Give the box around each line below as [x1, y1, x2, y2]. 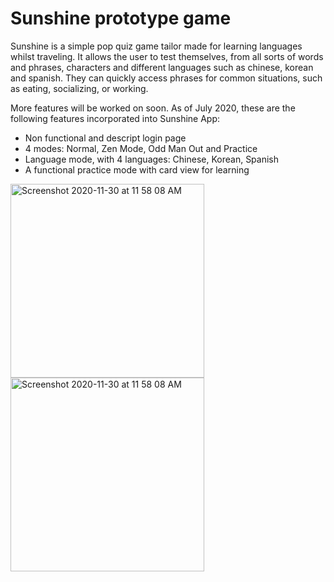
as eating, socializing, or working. [10, 82, 149, 94]
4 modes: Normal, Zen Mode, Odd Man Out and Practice [24, 142, 258, 154]
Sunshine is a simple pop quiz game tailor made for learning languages [10, 40, 303, 52]
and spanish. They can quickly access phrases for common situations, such [10, 72, 323, 84]
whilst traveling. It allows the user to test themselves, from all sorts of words [10, 50, 324, 62]
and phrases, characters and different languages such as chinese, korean [10, 61, 314, 73]
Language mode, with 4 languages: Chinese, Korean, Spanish [24, 153, 280, 165]
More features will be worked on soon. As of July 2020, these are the [10, 102, 296, 114]
